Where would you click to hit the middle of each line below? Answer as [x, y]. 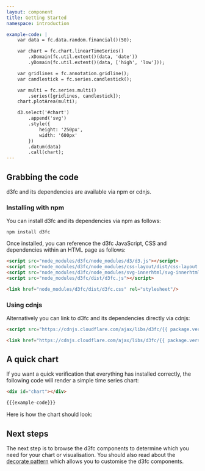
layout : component [30, 12]
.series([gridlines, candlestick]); [75, 96]
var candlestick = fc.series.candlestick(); [75, 79]
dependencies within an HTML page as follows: [66, 250]
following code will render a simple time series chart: [73, 381]
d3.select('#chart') [43, 113]
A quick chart [33, 360]
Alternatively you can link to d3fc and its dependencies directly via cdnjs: [98, 318]
